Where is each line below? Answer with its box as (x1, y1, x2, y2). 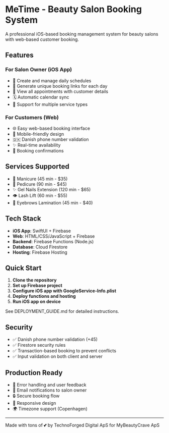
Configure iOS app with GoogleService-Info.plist (12, 288, 117, 294)
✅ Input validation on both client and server (12, 353, 103, 359)
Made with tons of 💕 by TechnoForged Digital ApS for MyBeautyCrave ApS (5, 422, 160, 428)
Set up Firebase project (12, 283, 63, 289)
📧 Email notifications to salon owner (12, 387, 87, 393)
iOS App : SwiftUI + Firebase (12, 228, 71, 234)
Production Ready (5, 368, 63, 377)
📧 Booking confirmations (12, 147, 64, 153)
